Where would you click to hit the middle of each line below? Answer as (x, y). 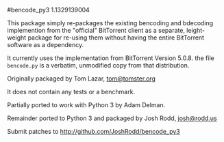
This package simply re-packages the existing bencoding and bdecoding (110, 23)
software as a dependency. (46, 45)
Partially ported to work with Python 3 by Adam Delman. (86, 105)
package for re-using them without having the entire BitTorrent (116, 38)
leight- (196, 30)
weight (17, 38)
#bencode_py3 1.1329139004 (49, 10)
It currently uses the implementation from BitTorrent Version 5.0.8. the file (111, 58)
